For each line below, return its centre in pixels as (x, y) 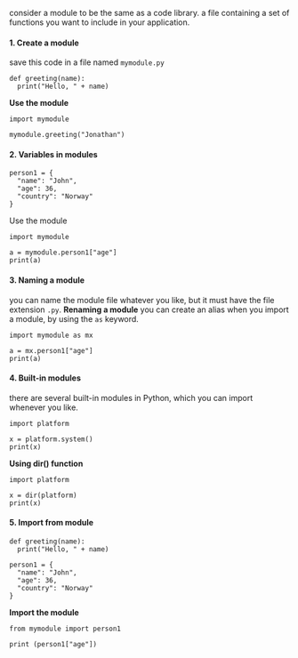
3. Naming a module (47, 280)
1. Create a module (44, 43)
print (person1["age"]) (53, 645)
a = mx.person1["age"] (51, 350)
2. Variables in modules (53, 154)
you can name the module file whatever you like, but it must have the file (142, 300)
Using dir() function (46, 463)
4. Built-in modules (45, 378)
